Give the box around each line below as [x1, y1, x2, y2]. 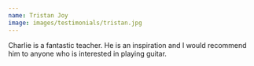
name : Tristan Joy [8, 11, 68, 20]
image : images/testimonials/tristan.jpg [8, 19, 143, 27]
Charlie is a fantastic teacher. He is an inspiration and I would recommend [8, 40, 247, 49]
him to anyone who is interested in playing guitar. [8, 49, 167, 58]
